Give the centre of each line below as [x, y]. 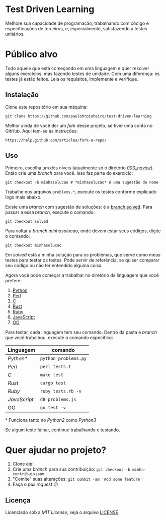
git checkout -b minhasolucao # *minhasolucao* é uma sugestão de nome [82, 182]
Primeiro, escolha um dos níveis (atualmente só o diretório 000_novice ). [80, 168]
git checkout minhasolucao [33, 245]
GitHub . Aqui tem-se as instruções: [41, 131]
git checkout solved [27, 221]
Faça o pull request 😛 [35, 484]
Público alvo [31, 54]
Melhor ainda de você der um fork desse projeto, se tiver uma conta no [79, 125]
